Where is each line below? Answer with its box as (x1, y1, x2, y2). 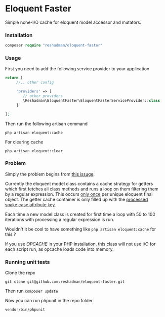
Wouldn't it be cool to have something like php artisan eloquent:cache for (5, 226, 156, 232)
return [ (5, 75, 23, 81)
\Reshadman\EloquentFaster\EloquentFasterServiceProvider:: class (23, 98, 161, 103)
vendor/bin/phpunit (5, 307, 45, 312)
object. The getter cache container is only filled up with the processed (5, 196, 148, 202)
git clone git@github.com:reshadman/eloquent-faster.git (5, 279, 125, 284)
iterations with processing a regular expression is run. (5, 216, 115, 223)
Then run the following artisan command (5, 121, 88, 127)
